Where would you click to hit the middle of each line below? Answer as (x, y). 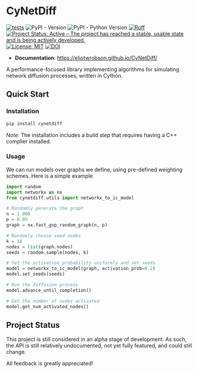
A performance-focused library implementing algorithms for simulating (93, 69)
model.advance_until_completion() (49, 290)
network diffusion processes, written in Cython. (65, 75)
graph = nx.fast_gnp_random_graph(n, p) (57, 225)
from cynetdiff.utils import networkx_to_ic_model (70, 198)
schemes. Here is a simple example (50, 176)
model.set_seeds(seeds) (36, 274)
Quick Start (28, 94)
